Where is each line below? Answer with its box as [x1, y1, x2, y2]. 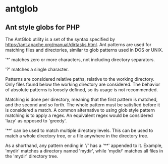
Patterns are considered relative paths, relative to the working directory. [5, 76, 155, 82]
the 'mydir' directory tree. [5, 153, 59, 159]
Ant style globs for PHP [5, 23, 80, 32]
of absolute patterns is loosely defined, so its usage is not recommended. [5, 87, 158, 93]
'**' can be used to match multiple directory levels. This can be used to [5, 127, 153, 133]
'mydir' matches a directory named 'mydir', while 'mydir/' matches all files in [5, 148, 163, 153]
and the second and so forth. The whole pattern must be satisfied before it [5, 102, 160, 108]
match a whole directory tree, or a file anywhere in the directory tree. [5, 133, 149, 138]
